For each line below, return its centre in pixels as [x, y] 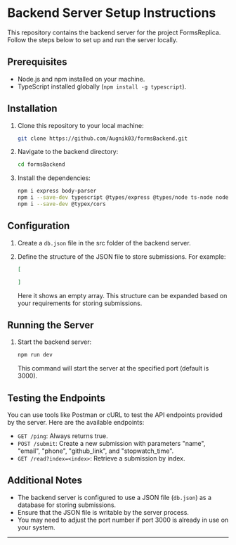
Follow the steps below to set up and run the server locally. [92, 39]
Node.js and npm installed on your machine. [81, 79]
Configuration [39, 226]
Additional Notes [45, 481]
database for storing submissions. [67, 505]
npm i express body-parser [57, 191]
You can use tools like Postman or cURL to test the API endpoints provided [115, 415]
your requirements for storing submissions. [80, 303]
